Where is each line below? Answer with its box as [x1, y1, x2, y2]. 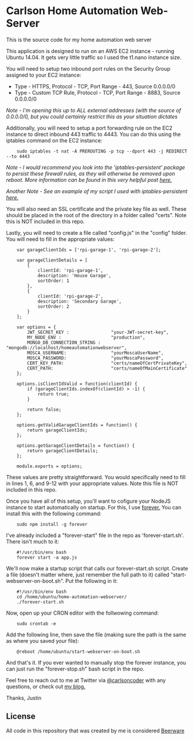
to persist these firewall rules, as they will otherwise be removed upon [6, 170, 175, 177]
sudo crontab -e [16, 620, 57, 626]
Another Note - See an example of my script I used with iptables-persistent [6, 187, 188, 195]
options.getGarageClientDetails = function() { [16, 443, 135, 449]
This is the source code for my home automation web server [6, 36, 152, 43]
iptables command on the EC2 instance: [6, 137, 103, 144]
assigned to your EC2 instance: [6, 71, 81, 78]
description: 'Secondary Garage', [37, 298, 122, 304]
